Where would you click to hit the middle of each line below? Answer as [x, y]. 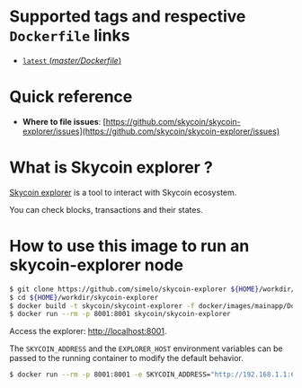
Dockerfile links [70, 35]
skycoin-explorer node [97, 265]
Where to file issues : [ [64, 121]
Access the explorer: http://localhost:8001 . [88, 331]
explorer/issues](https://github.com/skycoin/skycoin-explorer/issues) [151, 131]
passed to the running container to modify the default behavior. [127, 358]
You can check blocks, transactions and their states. [107, 209]
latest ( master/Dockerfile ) [72, 60]
